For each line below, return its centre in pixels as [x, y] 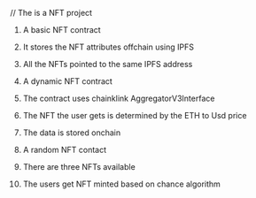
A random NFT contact [65, 150]
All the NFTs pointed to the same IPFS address [108, 64]
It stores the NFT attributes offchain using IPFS [108, 47]
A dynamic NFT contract [68, 81]
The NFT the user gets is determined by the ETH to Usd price [135, 115]
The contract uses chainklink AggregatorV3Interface [119, 98]
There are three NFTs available [79, 167]
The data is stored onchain [72, 133]
